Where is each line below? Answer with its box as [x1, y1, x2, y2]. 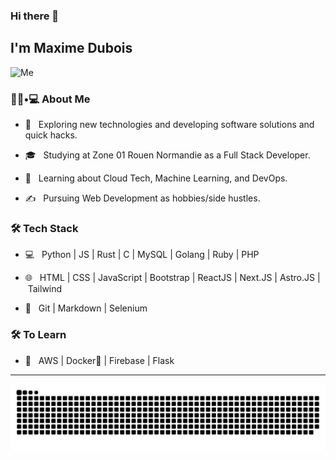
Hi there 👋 [10, 9, 60, 23]
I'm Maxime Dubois [10, 40, 133, 57]
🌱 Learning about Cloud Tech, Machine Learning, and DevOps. [24, 172, 288, 184]
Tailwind [27, 283, 63, 295]
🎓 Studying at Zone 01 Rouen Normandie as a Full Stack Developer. [24, 149, 311, 161]
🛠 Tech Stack [10, 221, 79, 235]
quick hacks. [24, 129, 78, 141]
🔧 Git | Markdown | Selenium [24, 302, 148, 314]
